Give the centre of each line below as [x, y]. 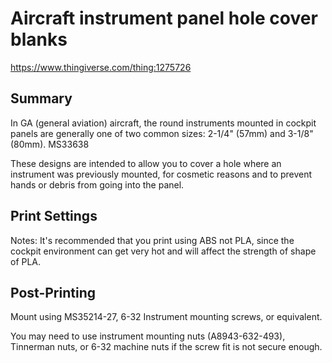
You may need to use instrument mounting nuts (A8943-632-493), [148, 336]
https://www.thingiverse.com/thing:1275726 [101, 67]
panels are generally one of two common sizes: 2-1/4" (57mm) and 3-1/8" [162, 133]
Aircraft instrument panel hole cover [164, 18]
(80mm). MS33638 [50, 144]
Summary [41, 98]
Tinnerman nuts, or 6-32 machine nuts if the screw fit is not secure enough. [166, 347]
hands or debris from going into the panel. [97, 184]
